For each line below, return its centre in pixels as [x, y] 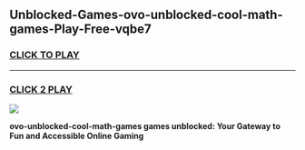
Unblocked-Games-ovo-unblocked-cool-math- [146, 15]
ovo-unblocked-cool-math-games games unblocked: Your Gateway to [145, 125]
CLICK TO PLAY [44, 55]
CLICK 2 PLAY [41, 89]
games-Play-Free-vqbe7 [80, 30]
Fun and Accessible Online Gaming [77, 135]
